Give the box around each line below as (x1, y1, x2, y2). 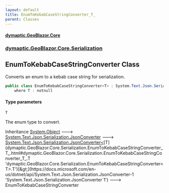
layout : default (5, 7, 39, 13)
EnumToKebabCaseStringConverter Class (5, 60, 140, 69)
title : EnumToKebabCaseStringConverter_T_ (5, 12, 96, 17)
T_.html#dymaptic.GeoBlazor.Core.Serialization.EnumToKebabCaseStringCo (5, 150, 162, 156)
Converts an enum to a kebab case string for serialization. (5, 73, 125, 79)
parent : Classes (5, 17, 39, 22)
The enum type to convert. (5, 119, 60, 125)
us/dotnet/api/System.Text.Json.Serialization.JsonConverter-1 (5, 171, 134, 177)
